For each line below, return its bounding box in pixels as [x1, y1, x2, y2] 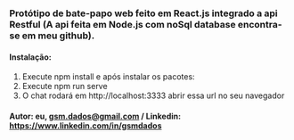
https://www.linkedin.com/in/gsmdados [9, 119, 162, 131]
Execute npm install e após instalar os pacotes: [21, 71, 195, 82]
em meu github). [21, 29, 95, 42]
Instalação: [9, 52, 52, 62]
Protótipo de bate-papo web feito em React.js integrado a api [9, 7, 278, 20]
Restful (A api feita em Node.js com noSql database [9, 18, 236, 30]
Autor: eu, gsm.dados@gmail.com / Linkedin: [9, 111, 181, 121]
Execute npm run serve [21, 81, 109, 92]
